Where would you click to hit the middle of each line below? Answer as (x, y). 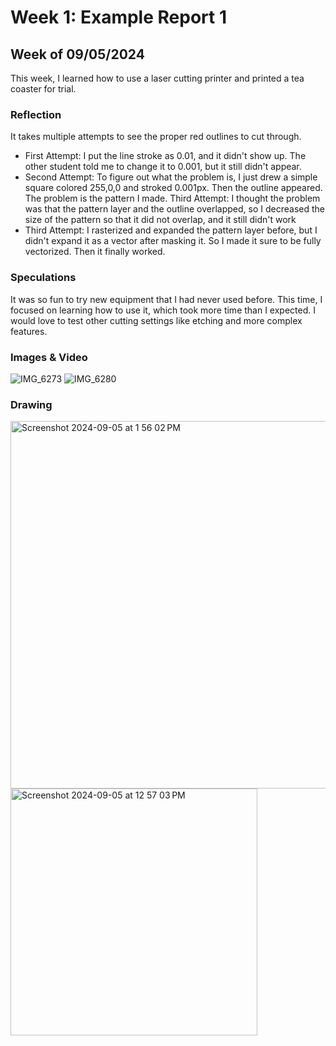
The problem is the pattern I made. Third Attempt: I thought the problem (172, 198)
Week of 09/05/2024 (77, 54)
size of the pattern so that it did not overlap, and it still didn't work (160, 220)
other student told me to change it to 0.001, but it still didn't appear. (163, 167)
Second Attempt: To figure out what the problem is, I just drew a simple (171, 177)
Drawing (31, 404)
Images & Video (49, 357)
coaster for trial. (43, 89)
